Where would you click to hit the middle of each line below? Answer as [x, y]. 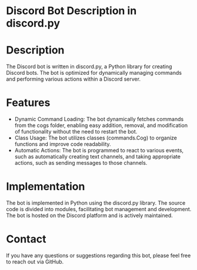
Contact [26, 239]
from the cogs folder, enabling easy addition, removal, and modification [101, 125]
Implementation [46, 187]
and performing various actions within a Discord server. [74, 79]
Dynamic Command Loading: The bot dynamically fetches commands [99, 119]
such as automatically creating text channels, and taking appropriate [98, 156]
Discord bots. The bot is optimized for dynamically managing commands [94, 73]
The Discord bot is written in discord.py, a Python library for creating [89, 66]
